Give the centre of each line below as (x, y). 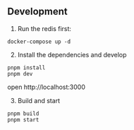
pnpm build (23, 113)
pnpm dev (20, 73)
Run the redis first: (44, 28)
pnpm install (26, 67)
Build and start (39, 100)
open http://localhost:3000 (47, 87)
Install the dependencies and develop (72, 54)
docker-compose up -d (39, 42)
